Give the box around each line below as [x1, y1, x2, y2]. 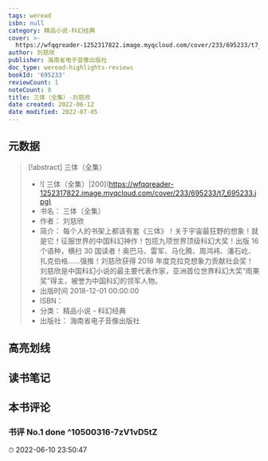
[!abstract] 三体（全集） [27, 162, 107, 171]
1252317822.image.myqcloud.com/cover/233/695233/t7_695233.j [39, 188, 257, 198]
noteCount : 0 [8, 85, 52, 94]
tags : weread [8, 11, 52, 20]
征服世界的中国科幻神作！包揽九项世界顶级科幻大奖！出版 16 [61, 236, 259, 246]
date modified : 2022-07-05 [8, 108, 98, 116]
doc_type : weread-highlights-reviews [8, 64, 134, 72]
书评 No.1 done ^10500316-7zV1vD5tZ [8, 426, 158, 437]
